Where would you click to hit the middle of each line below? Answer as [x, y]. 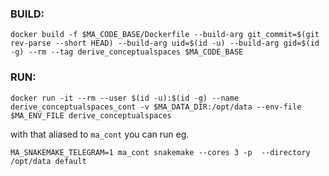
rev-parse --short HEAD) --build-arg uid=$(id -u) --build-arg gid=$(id [165, 43]
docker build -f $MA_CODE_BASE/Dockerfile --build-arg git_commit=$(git [165, 35]
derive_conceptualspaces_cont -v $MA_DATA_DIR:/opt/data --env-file [156, 107]
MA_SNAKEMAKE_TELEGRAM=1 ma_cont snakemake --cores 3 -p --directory [160, 152]
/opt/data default [48, 161]
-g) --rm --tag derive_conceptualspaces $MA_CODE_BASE [127, 52]
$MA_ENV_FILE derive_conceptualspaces [91, 115]
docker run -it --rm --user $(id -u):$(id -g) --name [125, 98]
